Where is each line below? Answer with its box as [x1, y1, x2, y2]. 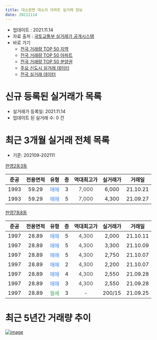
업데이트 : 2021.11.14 [12, 26, 53, 33]
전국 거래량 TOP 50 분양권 [20, 58, 73, 64]
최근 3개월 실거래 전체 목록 [5, 134, 110, 146]
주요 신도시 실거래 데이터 [20, 64, 70, 71]
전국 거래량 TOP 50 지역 [20, 46, 69, 52]
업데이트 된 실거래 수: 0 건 [12, 115, 65, 121]
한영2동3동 [5, 163, 27, 169]
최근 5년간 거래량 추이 [5, 312, 91, 324]
